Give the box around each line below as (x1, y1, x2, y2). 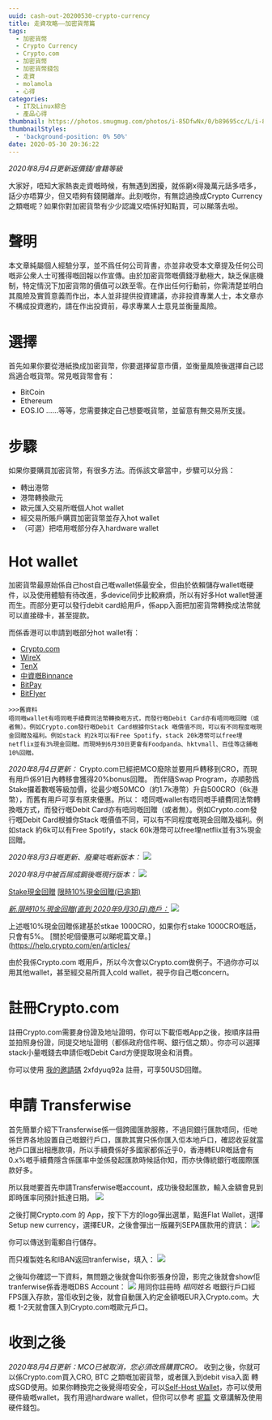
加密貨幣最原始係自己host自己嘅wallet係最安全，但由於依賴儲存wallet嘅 (8, 580, 247, 590)
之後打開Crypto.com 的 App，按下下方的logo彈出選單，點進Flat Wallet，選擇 (8, 1210, 264, 1220)
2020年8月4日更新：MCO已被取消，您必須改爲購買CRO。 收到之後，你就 (8, 1362, 253, 1372)
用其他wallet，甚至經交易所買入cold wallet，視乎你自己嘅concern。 (8, 967, 234, 978)
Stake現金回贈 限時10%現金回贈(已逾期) (8, 887, 142, 897)
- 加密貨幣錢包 (15, 65, 60, 73)
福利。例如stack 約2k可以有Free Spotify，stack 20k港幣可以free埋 (32, 732, 243, 740)
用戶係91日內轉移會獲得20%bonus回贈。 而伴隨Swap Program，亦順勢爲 (15, 774, 260, 784)
